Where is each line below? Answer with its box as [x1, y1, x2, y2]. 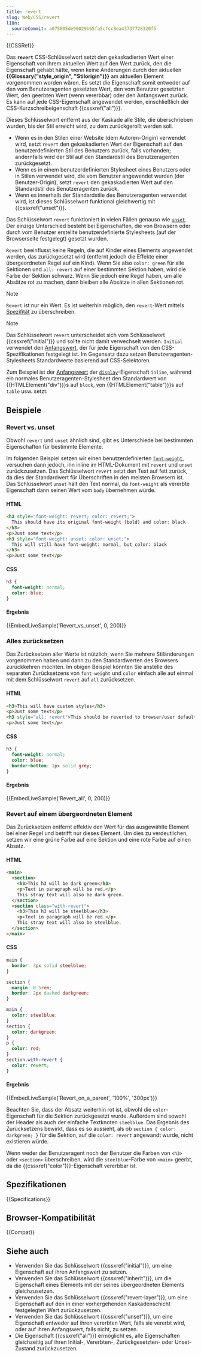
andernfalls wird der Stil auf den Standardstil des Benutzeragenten [14, 154, 179, 161]
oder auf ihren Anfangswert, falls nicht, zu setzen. [14, 1326, 139, 1333]
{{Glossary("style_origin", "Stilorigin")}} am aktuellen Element [6, 73, 164, 80]
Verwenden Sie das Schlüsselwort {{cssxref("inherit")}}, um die [14, 1275, 172, 1282]
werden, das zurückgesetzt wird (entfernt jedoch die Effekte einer [6, 253, 169, 260]
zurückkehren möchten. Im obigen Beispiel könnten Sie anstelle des [6, 664, 173, 671]
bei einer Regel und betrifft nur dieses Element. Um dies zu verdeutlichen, [6, 830, 188, 837]
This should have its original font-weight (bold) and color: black [11, 520, 186, 526]
